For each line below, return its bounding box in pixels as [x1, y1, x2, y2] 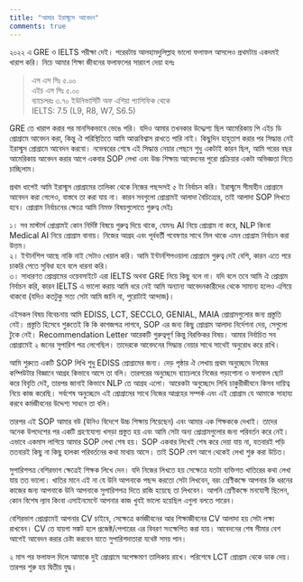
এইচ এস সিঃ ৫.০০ [31, 85, 79, 96]
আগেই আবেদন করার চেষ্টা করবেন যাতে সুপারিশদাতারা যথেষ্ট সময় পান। [9, 533, 188, 544]
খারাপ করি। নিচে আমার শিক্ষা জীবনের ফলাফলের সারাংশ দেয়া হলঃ [9, 56, 175, 68]
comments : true [9, 22, 67, 31]
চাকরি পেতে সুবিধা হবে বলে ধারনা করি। [9, 260, 110, 271]
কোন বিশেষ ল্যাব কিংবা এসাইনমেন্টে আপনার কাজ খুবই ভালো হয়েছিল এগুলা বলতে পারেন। [9, 494, 236, 505]
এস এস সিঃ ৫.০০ [31, 74, 77, 86]
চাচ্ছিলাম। [9, 163, 37, 174]
